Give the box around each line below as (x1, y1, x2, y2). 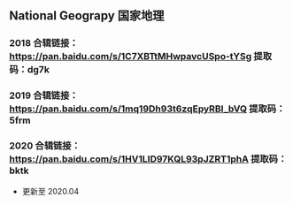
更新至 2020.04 (21, 186, 80, 196)
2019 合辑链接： (9, 89, 79, 102)
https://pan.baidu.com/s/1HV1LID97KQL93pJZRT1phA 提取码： (9, 153, 288, 165)
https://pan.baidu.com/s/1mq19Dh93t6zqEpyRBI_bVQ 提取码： (9, 102, 286, 115)
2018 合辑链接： (9, 37, 79, 49)
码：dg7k (9, 64, 50, 76)
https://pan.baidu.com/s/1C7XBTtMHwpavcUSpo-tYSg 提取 (9, 50, 273, 63)
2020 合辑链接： (9, 140, 81, 152)
